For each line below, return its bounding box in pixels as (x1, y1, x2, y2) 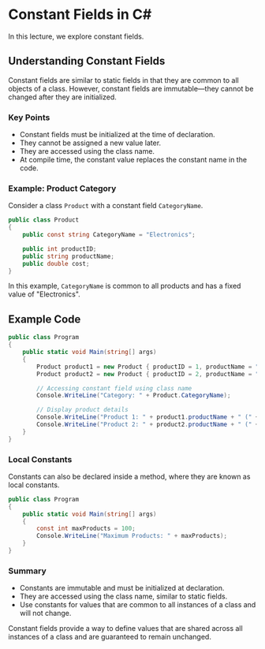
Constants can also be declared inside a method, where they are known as (8, 472, 251, 481)
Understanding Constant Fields (8, 54, 166, 68)
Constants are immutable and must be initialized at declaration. (19, 584, 225, 593)
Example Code (8, 312, 81, 326)
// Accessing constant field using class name (36, 384, 192, 392)
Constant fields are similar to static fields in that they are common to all (8, 75, 239, 84)
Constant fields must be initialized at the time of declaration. (19, 130, 215, 140)
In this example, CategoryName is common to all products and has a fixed (8, 282, 241, 291)
